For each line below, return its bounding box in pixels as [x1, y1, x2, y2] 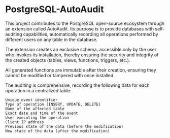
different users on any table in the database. [5, 37, 98, 43]
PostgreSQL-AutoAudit [5, 4, 104, 15]
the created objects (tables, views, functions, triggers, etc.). [5, 57, 130, 63]
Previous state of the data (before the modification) [5, 124, 124, 129]
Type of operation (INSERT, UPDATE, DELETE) [5, 101, 101, 107]
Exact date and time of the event [5, 111, 79, 116]
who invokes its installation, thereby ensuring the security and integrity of [5, 52, 159, 58]
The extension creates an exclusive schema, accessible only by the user [5, 46, 157, 52]
